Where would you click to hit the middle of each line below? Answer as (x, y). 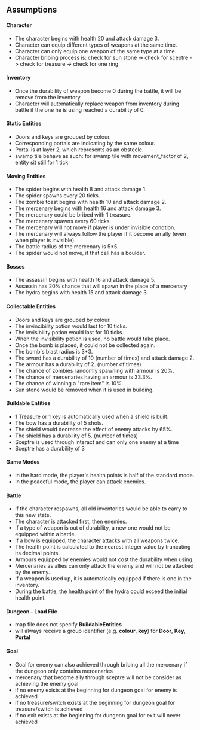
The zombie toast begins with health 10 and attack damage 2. (90, 202)
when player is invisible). (45, 240)
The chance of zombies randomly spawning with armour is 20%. (94, 370)
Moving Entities (26, 176)
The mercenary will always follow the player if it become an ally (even (100, 234)
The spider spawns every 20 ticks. (57, 196)
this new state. (33, 515)
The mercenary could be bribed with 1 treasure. (73, 215)
